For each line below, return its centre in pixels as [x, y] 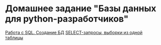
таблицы [14, 38]
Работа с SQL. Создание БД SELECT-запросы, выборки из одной [74, 32]
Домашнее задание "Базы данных [81, 9]
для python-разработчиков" [67, 19]
